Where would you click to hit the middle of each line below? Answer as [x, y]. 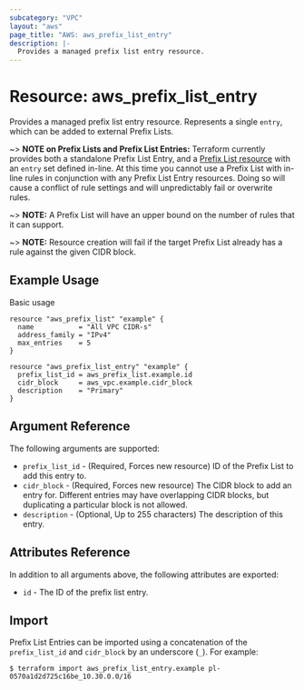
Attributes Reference [70, 552]
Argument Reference [70, 427]
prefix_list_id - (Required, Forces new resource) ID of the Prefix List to [158, 465]
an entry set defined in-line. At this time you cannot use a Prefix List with [146, 168]
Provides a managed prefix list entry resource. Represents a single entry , [146, 122]
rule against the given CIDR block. [73, 252]
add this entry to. [54, 475]
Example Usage [54, 280]
